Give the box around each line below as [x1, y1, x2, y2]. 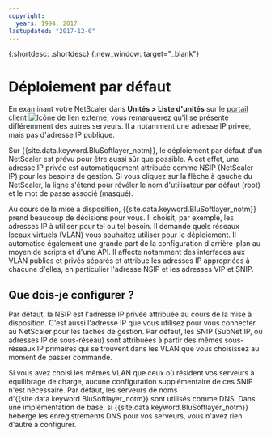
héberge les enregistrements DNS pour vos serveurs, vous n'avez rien [8, 411, 243, 421]
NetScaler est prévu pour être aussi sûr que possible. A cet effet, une [8, 155, 239, 164]
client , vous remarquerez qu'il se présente [8, 112, 229, 122]
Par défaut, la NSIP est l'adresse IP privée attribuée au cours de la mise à [8, 309, 252, 320]
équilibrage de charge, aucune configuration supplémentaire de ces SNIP [8, 377, 253, 387]
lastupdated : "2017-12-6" [8, 27, 95, 35]
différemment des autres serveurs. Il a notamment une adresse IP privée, [8, 121, 252, 131]
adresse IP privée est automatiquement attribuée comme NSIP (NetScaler [8, 163, 254, 172]
